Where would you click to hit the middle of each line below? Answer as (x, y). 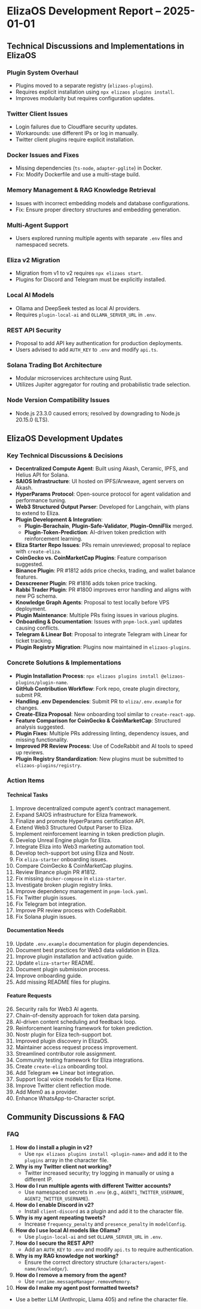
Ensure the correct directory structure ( (73, 1262)
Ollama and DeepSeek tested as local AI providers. (78, 308)
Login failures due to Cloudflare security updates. (77, 127)
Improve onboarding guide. (49, 975)
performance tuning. (41, 501)
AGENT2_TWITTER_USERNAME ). (57, 1198)
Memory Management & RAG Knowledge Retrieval (81, 190)
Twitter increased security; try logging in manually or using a (99, 1173)
